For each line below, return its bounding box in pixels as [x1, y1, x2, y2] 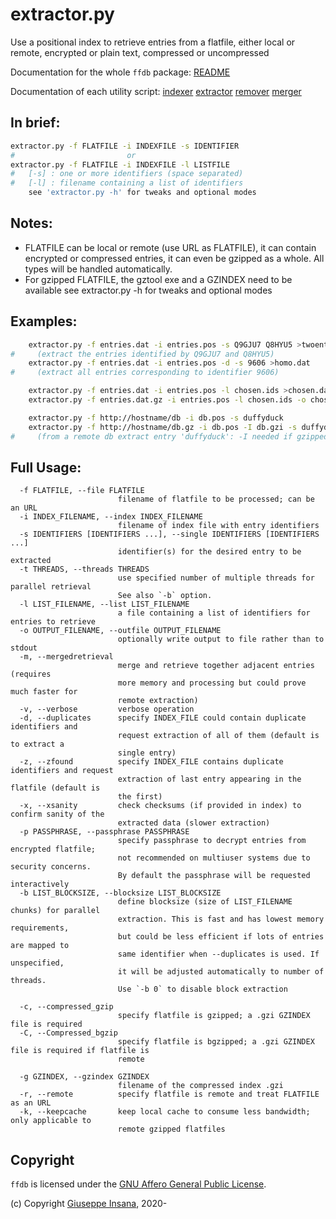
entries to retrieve [10, 617, 97, 627]
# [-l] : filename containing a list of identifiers [10, 178, 244, 188]
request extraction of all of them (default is [117, 731, 320, 741]
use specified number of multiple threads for [117, 573, 315, 583]
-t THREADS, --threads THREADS [19, 564, 150, 575]
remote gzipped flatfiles [117, 1124, 226, 1135]
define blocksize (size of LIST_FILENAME [117, 897, 293, 907]
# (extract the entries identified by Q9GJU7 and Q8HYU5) [10, 349, 275, 359]
